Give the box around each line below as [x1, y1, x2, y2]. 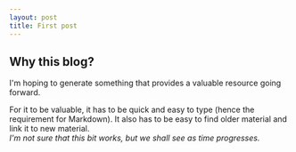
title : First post [9, 21, 78, 30]
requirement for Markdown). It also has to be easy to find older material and [9, 114, 288, 124]
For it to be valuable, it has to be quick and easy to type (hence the [9, 104, 255, 116]
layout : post [9, 12, 58, 22]
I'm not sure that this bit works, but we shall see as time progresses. [9, 132, 260, 143]
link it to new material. [9, 124, 90, 134]
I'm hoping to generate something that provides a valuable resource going [9, 77, 282, 89]
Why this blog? [9, 54, 95, 69]
